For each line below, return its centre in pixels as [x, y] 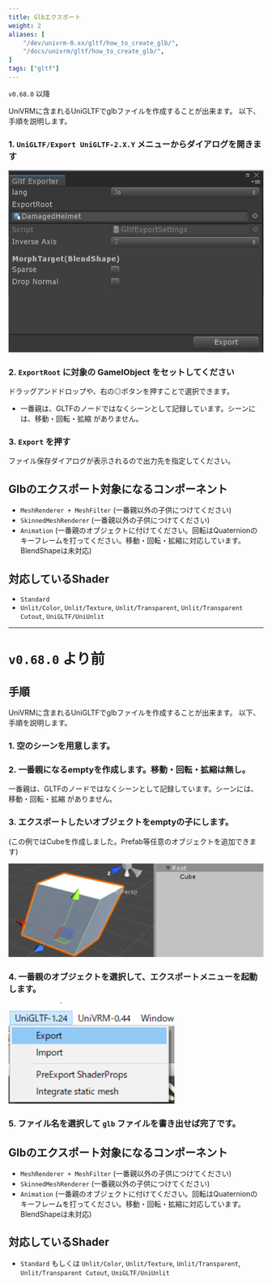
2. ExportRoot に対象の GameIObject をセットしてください [121, 372]
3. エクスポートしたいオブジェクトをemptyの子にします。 [121, 822]
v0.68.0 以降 [30, 93]
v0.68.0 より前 [57, 659]
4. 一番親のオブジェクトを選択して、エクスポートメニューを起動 [133, 976]
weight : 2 [25, 26]
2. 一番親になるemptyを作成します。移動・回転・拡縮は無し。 [130, 769]
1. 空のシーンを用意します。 [62, 746]
